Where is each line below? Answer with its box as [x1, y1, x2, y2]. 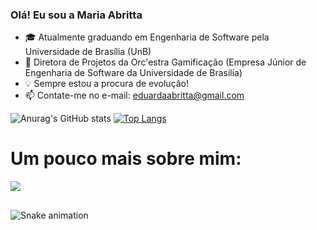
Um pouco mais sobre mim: [10, 148, 242, 170]
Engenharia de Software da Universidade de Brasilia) [24, 67, 243, 79]
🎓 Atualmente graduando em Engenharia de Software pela [24, 31, 270, 43]
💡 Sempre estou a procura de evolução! [24, 78, 190, 90]
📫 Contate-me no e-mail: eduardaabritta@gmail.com [24, 89, 245, 102]
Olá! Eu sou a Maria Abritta [10, 8, 143, 22]
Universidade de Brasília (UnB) [24, 46, 152, 58]
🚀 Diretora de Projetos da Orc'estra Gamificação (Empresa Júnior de [24, 56, 307, 68]
